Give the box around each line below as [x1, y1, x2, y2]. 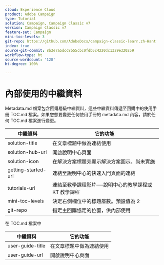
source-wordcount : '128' [5, 57, 56, 62]
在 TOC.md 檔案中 [5, 221, 41, 226]
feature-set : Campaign [5, 30, 51, 35]
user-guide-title [7, 243, 45, 249]
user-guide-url [7, 252, 43, 259]
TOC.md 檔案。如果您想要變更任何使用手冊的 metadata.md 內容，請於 [10, 112, 151, 118]
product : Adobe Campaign [5, 12, 56, 17]
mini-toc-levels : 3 [5, 35, 45, 40]
